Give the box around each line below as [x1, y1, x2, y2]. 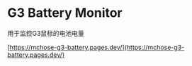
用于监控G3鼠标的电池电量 [7, 29, 85, 37]
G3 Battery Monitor [7, 5, 123, 21]
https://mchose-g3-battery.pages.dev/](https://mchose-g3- [9, 43, 185, 51]
